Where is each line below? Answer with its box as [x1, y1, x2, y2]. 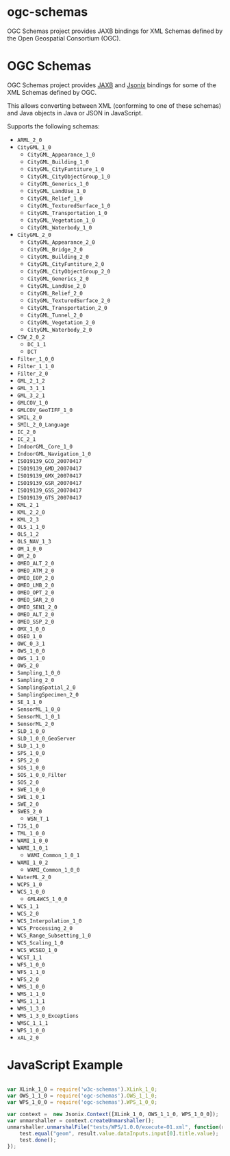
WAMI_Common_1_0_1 [27, 852, 80, 859]
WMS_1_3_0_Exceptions [16, 1012, 79, 1019]
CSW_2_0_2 [16, 334, 46, 341]
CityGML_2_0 [16, 231, 51, 238]
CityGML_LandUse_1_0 [27, 188, 86, 194]
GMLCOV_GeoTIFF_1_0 [16, 407, 73, 413]
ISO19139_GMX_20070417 [16, 472, 82, 479]
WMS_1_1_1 [16, 997, 46, 1005]
